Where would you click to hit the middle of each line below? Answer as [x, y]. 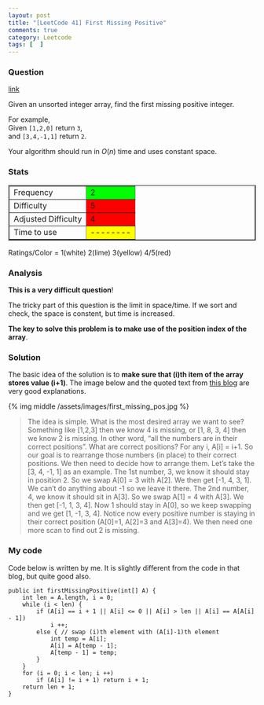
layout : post [29, 15]
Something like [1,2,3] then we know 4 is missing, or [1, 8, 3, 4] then [137, 430]
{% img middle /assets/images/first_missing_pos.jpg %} [99, 406]
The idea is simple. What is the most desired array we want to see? [136, 422]
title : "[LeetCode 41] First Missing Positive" [88, 23]
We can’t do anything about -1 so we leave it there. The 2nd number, [138, 489]
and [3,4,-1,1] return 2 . [48, 136]
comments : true [33, 30]
